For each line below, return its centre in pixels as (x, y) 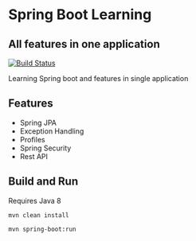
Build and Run (43, 182)
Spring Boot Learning (80, 15)
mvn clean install (39, 215)
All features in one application (84, 44)
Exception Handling (52, 131)
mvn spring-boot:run (43, 229)
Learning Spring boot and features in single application (98, 78)
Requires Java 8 (35, 200)
